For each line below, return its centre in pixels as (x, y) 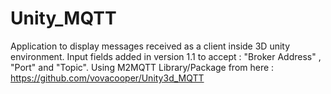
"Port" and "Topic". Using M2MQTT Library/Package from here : (142, 67)
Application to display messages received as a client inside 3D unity (150, 46)
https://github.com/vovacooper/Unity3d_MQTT (107, 78)
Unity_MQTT (63, 18)
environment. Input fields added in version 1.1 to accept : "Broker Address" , (166, 56)
